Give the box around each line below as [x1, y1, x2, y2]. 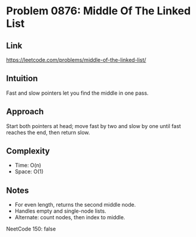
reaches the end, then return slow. [6, 129, 90, 136]
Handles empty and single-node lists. [14, 207, 107, 215]
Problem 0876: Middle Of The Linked [6, 4, 191, 18]
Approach [6, 107, 44, 117]
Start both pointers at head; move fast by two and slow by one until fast [6, 122, 181, 129]
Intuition [6, 73, 38, 84]
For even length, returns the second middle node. [14, 201, 136, 208]
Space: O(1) [14, 168, 44, 175]
